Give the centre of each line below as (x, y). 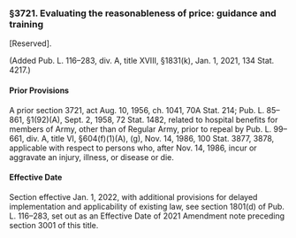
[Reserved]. (30, 43)
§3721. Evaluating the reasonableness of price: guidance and (143, 13)
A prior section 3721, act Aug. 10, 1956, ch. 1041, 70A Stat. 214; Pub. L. (137, 110)
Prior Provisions (39, 90)
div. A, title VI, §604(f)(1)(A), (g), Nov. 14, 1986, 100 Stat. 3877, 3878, (150, 138)
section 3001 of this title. (54, 225)
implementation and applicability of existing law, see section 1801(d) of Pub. (147, 206)
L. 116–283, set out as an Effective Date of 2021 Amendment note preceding (147, 216)
